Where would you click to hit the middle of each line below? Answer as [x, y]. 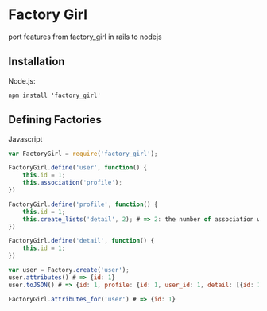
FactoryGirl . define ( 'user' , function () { [78, 168]
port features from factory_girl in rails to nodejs [85, 37]
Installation [37, 62]
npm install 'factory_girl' [55, 95]
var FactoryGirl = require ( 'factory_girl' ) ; [83, 154]
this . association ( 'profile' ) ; [73, 183]
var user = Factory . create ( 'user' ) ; [69, 270]
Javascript [25, 139]
